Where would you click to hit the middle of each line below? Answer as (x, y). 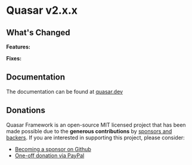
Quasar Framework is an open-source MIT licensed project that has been (96, 125)
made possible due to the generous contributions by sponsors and (89, 131)
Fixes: (14, 58)
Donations (26, 110)
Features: (18, 47)
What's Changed (38, 33)
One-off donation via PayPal (49, 155)
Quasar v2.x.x (42, 10)
